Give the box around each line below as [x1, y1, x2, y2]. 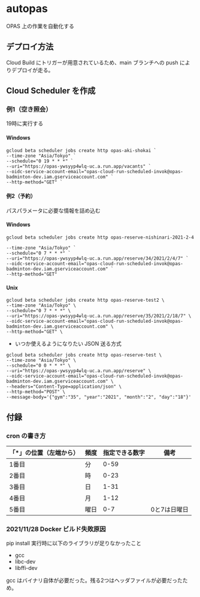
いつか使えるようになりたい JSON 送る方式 [14, 340, 122, 347]
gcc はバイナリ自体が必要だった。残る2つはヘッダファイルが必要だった [6, 577, 183, 584]
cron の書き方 [6, 432, 46, 440]
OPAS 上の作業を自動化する [6, 22, 75, 29]
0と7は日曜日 [150, 505, 189, 513]
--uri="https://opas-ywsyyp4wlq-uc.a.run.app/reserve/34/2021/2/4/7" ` [6, 256, 189, 262]
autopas [6, 2, 48, 16]
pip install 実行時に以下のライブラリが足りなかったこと [6, 540, 142, 547]
